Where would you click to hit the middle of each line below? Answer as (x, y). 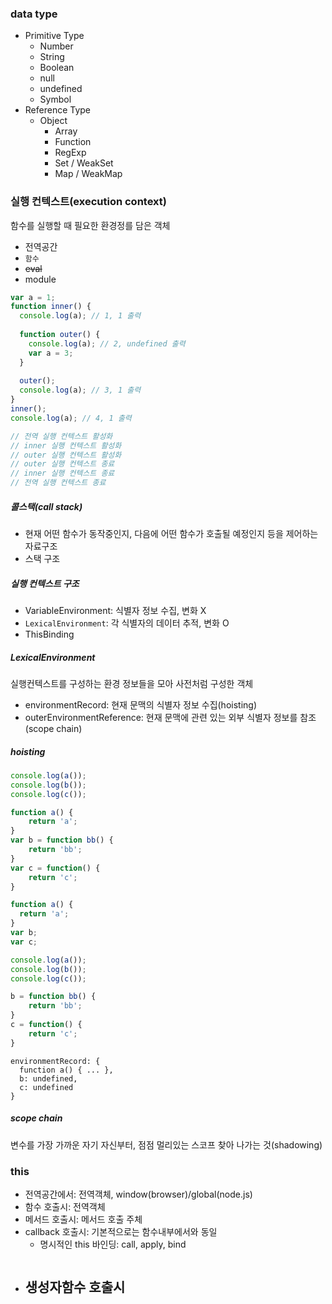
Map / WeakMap (88, 174)
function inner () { (51, 307)
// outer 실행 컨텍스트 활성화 (66, 455)
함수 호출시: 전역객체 (65, 1206)
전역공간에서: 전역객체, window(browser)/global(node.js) (138, 1194)
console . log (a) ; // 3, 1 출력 (80, 390)
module (40, 279)
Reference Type (58, 110)
